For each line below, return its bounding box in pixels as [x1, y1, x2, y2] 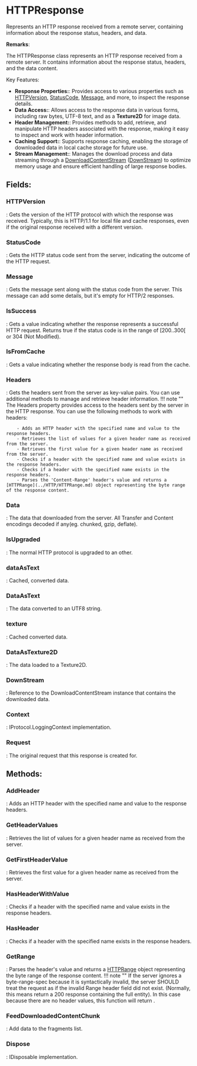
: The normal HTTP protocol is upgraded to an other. [6, 549, 133, 556]
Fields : [6, 180, 32, 190]
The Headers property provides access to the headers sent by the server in [6, 402, 189, 409]
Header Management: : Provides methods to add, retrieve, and [14, 119, 166, 126]
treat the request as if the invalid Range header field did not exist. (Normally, [6, 984, 191, 991]
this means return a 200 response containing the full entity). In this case [6, 991, 181, 998]
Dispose [6, 1040, 31, 1048]
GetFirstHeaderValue [6, 856, 68, 864]
